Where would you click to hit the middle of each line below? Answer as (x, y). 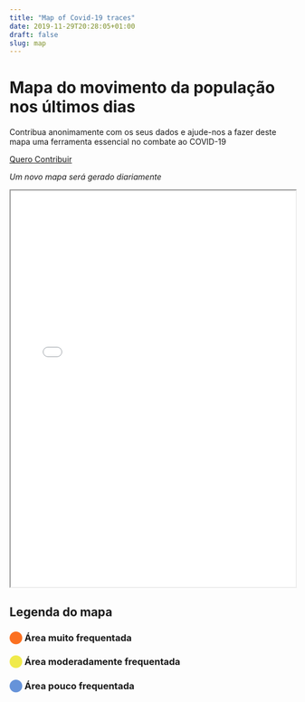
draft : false (34, 34)
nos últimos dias (72, 107)
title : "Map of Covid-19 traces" (72, 18)
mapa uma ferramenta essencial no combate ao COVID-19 (118, 142)
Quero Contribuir (41, 159)
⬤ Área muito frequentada (71, 638)
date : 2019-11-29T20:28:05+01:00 (72, 26)
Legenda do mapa (61, 612)
